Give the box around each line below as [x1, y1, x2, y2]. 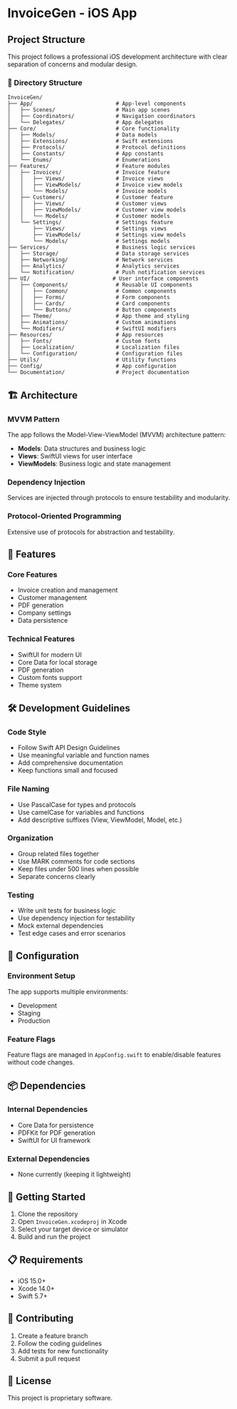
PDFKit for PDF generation [17, 1128, 96, 1137]
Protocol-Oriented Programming [7, 511, 122, 521]
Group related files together [17, 849, 100, 858]
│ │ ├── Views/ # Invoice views [7, 175, 164, 183]
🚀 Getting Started [7, 1190, 86, 1203]
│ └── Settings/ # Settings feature [7, 219, 174, 226]
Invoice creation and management [17, 586, 118, 594]
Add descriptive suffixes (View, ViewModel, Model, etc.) [17, 816, 183, 824]
